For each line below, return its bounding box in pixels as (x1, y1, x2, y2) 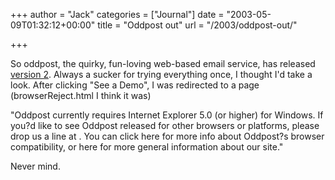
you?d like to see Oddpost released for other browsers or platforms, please (10, 120, 320, 131)
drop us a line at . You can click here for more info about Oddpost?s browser (10, 130, 325, 142)
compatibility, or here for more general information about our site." (10, 141, 284, 153)
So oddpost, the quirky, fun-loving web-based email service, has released (10, 58, 316, 69)
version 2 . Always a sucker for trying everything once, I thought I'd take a (10, 69, 313, 80)
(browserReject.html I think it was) (10, 90, 152, 101)
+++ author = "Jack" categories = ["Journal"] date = (10, 9, 225, 20)
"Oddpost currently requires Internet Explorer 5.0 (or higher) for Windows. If (10, 109, 324, 121)
